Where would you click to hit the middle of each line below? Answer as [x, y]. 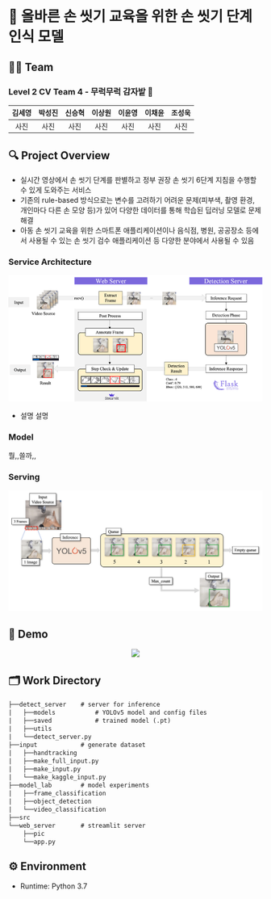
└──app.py [40, 842]
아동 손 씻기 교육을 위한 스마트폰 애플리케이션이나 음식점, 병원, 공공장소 [132, 230]
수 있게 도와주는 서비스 [56, 190]
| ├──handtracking [43, 753]
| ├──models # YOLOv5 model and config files [108, 712]
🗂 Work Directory [55, 681]
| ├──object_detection [50, 801]
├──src [19, 817]
